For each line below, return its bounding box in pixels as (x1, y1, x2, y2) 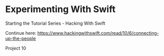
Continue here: (5, 30, 37, 36)
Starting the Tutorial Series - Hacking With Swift (5, 20, 106, 26)
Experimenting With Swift (5, 4, 116, 15)
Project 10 (5, 45, 26, 51)
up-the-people (5, 35, 37, 41)
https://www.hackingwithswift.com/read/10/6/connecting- (37, 30, 159, 36)
